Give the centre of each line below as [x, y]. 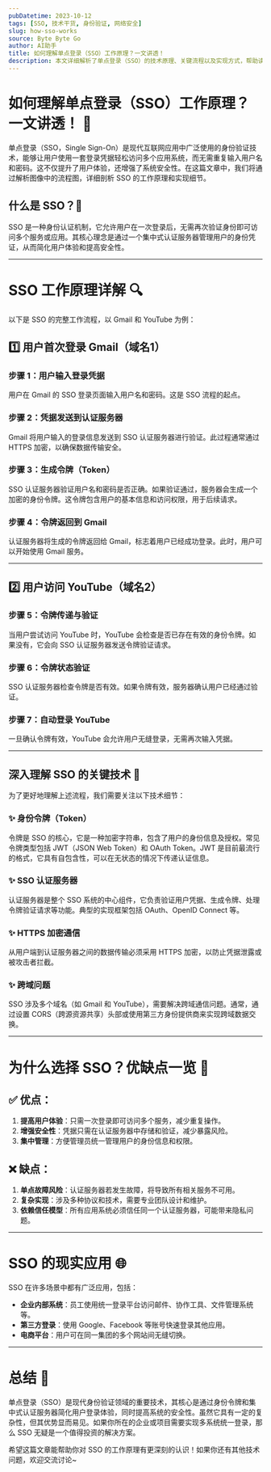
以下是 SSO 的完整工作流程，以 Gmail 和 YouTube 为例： [102, 319]
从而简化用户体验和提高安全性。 [75, 247]
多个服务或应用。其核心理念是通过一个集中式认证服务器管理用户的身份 [131, 237]
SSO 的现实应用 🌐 [67, 1264]
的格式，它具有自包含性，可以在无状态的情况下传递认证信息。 [111, 858]
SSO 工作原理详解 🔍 [76, 290]
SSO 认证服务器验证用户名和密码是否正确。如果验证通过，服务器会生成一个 [133, 489]
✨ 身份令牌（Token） [50, 819]
